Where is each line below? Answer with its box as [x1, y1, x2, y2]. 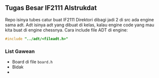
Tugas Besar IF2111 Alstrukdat [5, 4, 97, 12]
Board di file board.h [12, 59, 53, 64]
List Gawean [5, 48, 35, 55]
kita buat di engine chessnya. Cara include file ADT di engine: [5, 27, 128, 33]
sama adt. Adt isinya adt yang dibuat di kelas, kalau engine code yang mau [5, 22, 154, 28]
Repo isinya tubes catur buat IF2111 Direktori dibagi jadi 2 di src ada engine [5, 16, 154, 22]
